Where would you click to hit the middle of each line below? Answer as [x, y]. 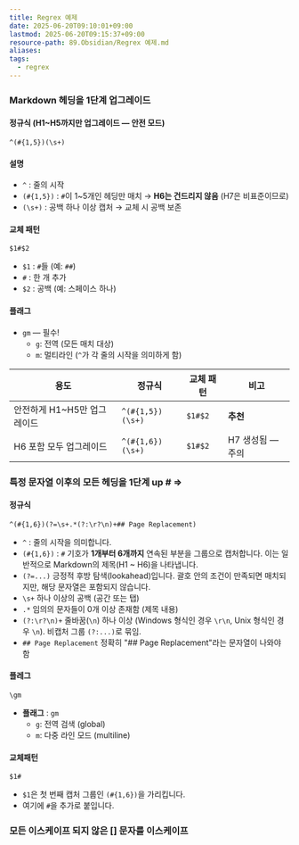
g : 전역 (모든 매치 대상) [74, 344]
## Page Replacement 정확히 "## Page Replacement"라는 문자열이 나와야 [152, 642]
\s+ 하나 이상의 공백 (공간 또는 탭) [81, 598]
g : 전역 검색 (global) [70, 724]
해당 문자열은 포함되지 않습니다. [96, 586]
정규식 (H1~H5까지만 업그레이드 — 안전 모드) [87, 123]
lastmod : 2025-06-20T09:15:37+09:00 [77, 34]
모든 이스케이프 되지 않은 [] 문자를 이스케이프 [99, 831]
